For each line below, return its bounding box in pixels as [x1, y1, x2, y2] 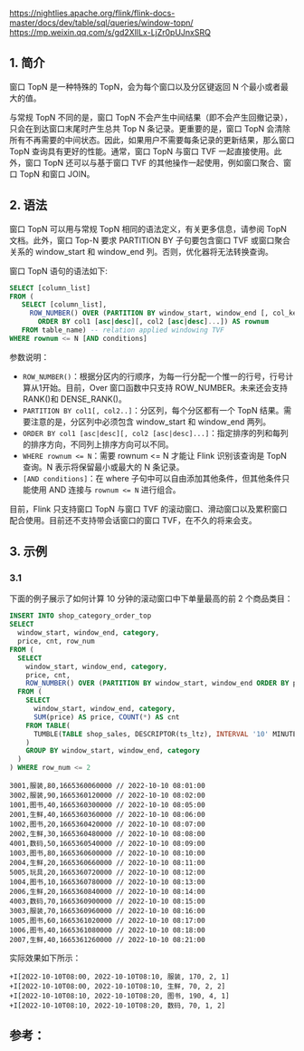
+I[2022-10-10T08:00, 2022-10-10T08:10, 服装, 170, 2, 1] [9, 972, 230, 982]
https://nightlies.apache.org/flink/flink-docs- [9, 8, 176, 18]
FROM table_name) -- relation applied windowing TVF [21, 326, 224, 335]
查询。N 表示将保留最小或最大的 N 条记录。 [22, 462, 185, 472]
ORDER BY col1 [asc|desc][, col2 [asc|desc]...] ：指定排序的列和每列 [22, 427, 290, 438]
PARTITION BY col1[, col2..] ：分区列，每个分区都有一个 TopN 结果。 [22, 404, 284, 415]
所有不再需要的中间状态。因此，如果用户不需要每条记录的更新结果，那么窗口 [9, 134, 295, 145]
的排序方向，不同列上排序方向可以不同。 [22, 439, 174, 450]
